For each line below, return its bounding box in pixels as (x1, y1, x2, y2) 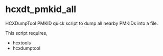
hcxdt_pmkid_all (5, 4, 77, 15)
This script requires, (5, 30, 48, 36)
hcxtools (12, 39, 31, 46)
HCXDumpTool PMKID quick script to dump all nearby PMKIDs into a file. (5, 20, 158, 26)
